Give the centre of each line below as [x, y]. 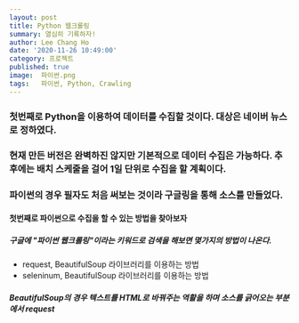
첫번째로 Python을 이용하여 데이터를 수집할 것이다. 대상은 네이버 [139, 117]
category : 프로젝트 [41, 59]
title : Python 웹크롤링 [49, 26]
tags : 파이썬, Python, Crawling [70, 84]
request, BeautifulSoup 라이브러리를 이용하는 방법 [110, 264]
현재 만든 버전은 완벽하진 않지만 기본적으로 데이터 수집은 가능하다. [141, 156]
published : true [39, 68]
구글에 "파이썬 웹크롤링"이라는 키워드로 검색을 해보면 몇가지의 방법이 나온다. [141, 240]
